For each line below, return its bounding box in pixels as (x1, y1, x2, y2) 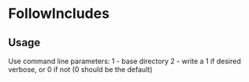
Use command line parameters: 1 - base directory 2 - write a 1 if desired (8, 56, 242, 66)
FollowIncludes (8, 5, 110, 23)
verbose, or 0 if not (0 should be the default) (8, 65, 153, 74)
